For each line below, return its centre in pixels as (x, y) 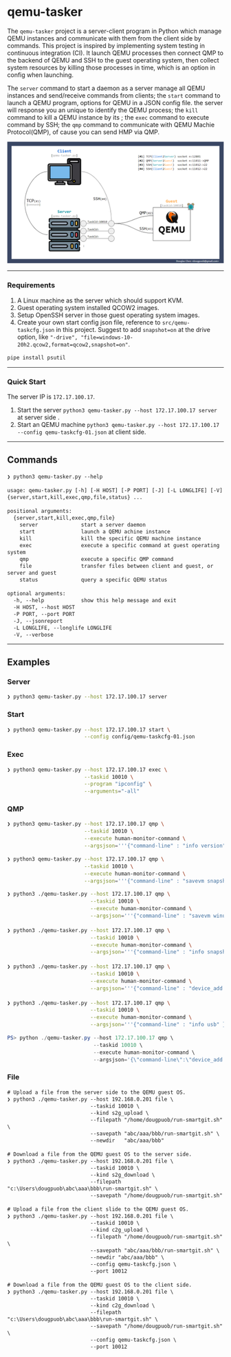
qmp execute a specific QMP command (97, 559)
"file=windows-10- (107, 338)
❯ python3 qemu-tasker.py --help (55, 476)
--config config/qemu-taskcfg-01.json (139, 737)
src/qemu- (176, 323)
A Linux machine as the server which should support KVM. (100, 300)
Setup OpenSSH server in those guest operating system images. (108, 315)
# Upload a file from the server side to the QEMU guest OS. (97, 1092)
